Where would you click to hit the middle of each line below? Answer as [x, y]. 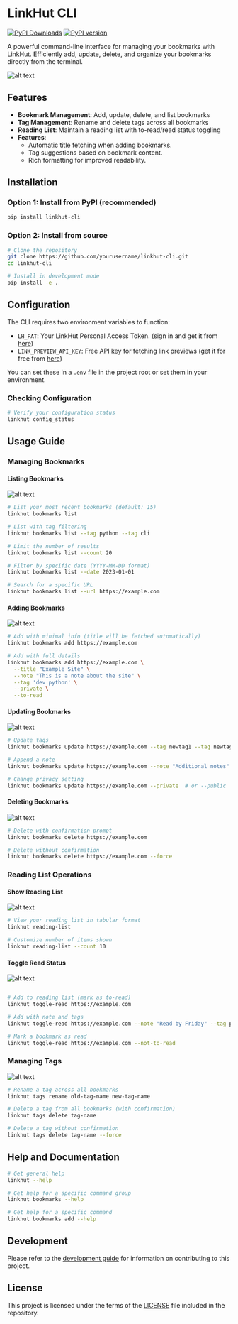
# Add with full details [44, 656]
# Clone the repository [42, 250]
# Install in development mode [53, 276]
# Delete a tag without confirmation [63, 1129]
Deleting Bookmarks [38, 802]
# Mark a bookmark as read [47, 1036]
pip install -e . [33, 283]
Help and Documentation [64, 1158]
